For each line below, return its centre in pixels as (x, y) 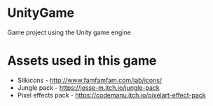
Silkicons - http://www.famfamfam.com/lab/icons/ (90, 80)
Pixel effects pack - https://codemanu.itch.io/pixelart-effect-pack (112, 95)
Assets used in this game (82, 61)
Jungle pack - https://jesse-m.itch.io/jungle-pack (88, 87)
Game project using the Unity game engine (69, 32)
